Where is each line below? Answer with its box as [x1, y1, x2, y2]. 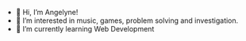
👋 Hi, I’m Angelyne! [15, 8, 79, 17]
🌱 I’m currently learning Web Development [15, 24, 155, 33]
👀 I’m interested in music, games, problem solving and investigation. [15, 16, 239, 25]
